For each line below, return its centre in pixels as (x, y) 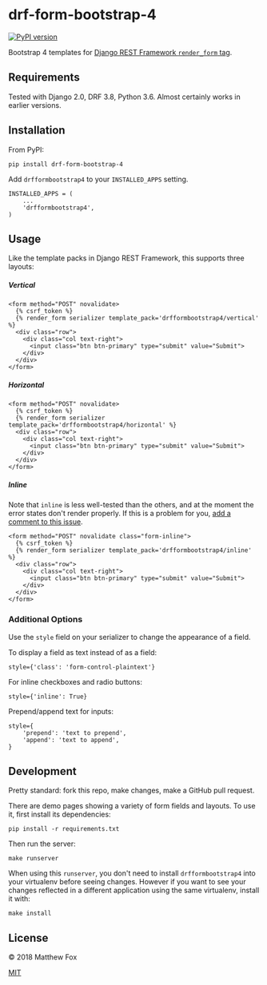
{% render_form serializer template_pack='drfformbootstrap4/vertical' (137, 318)
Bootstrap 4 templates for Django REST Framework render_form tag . (120, 52)
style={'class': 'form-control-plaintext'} (82, 667)
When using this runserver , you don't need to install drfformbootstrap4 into (132, 873)
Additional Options (46, 619)
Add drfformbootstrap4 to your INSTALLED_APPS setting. (98, 179)
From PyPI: (26, 149)
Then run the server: (42, 844)
